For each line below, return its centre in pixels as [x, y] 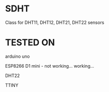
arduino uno [17, 56]
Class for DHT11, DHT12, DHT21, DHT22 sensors [55, 22]
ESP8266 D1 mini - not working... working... [50, 66]
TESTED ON [30, 43]
